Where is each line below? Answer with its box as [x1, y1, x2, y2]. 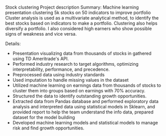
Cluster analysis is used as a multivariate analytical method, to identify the [5, 15, 159, 21]
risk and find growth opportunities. [12, 125, 85, 131]
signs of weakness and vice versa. [5, 31, 77, 37]
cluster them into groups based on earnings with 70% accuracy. [12, 88, 146, 93]
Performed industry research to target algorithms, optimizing [12, 61, 139, 67]
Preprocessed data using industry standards [12, 72, 105, 77]
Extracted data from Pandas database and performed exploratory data [12, 98, 158, 104]
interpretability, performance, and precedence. [12, 66, 110, 72]
